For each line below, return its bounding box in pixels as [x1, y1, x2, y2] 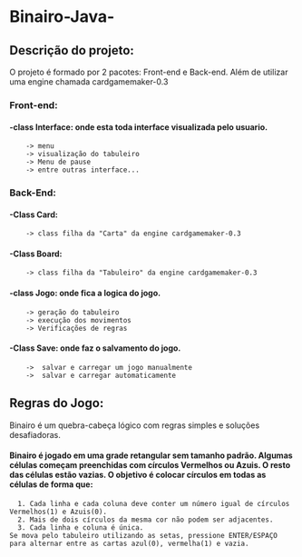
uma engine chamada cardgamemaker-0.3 [9, 76, 169, 87]
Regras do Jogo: [9, 395, 104, 411]
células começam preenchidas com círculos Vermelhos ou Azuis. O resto [9, 460, 291, 471]
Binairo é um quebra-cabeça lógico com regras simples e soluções [9, 420, 260, 431]
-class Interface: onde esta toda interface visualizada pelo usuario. [9, 121, 268, 133]
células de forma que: [9, 479, 93, 490]
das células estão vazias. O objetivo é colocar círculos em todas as [9, 470, 267, 481]
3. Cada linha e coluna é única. [17, 522, 144, 532]
